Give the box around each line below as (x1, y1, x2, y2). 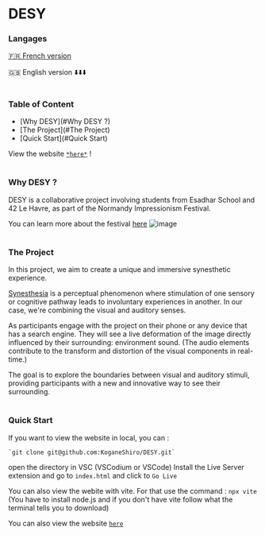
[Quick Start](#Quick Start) (19, 134, 109, 143)
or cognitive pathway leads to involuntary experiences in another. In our (8, 297, 244, 307)
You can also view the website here (8, 518, 124, 528)
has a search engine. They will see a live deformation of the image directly (8, 329, 252, 339)
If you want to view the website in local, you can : (8, 432, 169, 442)
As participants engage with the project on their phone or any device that (8, 321, 248, 331)
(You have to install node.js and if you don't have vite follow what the (8, 494, 233, 504)
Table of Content (8, 99, 75, 110)
